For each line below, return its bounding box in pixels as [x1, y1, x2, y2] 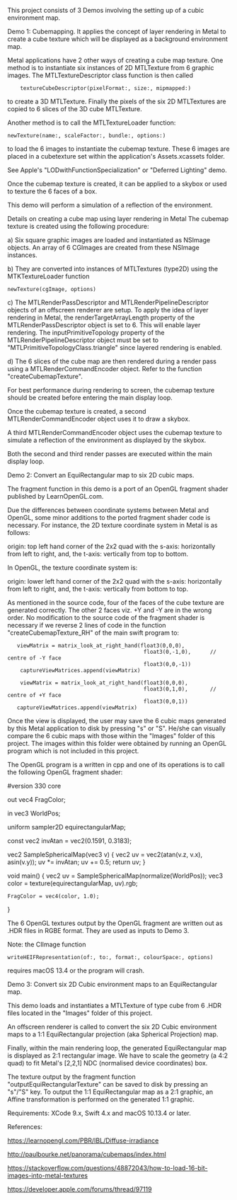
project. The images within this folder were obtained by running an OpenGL [7, 740, 227, 747]
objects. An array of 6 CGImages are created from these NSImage [7, 244, 200, 251]
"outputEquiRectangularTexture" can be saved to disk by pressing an [7, 1080, 208, 1088]
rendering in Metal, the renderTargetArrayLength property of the [7, 313, 195, 322]
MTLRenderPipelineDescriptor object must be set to [7, 336, 159, 344]
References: [7, 1123, 42, 1131]
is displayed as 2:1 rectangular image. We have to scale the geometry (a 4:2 [7, 1051, 229, 1060]
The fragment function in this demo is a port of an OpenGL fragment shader [7, 485, 229, 493]
